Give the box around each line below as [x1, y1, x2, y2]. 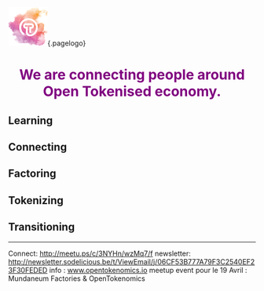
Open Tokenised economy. [42, 82, 222, 100]
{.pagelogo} [47, 38, 86, 48]
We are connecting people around [19, 66, 245, 84]
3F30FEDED [8, 265, 48, 275]
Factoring [8, 167, 57, 180]
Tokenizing [8, 194, 64, 207]
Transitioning [8, 220, 75, 234]
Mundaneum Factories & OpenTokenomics [8, 274, 145, 283]
